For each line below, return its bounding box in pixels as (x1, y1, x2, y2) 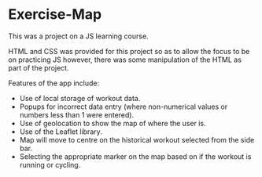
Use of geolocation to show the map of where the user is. (19, 118, 206, 128)
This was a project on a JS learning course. (8, 31, 149, 41)
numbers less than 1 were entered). (19, 110, 135, 119)
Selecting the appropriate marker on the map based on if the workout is (19, 151, 252, 161)
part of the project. (8, 63, 69, 72)
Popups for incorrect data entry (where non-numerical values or (19, 102, 228, 111)
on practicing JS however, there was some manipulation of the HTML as (8, 55, 242, 64)
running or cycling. (19, 160, 81, 169)
